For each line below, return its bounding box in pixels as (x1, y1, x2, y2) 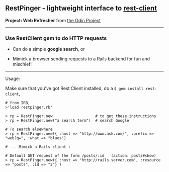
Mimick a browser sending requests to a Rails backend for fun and (12, 56, 150, 62)
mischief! (12, 61, 32, 67)
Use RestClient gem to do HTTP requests (5, 35, 107, 42)
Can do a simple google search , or (12, 46, 85, 52)
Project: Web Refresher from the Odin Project (5, 17, 101, 23)
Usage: (5, 75, 20, 82)
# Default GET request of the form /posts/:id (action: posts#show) (5, 153, 156, 158)
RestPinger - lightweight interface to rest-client (5, 4, 157, 13)
